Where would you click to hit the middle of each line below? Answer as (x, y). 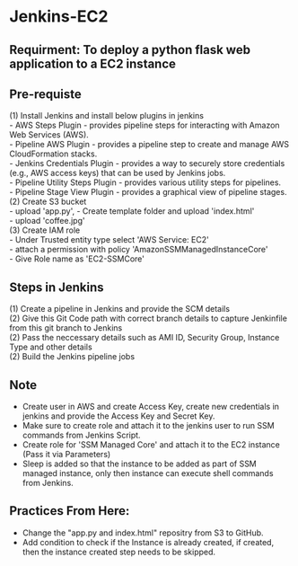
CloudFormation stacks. (53, 154)
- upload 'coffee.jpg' (47, 221)
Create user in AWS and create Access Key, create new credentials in (151, 407)
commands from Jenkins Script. (81, 435)
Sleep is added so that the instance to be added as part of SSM (140, 464)
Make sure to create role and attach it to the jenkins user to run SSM (149, 426)
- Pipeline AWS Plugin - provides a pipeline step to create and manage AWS (149, 145)
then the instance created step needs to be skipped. (119, 552)
